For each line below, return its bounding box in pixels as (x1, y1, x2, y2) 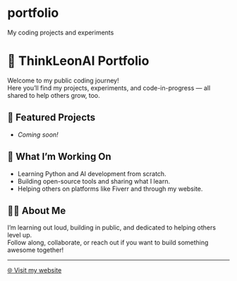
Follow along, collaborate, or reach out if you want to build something (7, 238, 209, 247)
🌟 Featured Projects (7, 111, 96, 124)
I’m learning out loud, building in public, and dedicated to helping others (7, 223, 217, 232)
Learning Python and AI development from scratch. (17, 169, 167, 177)
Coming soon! (17, 130, 59, 139)
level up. (7, 231, 32, 239)
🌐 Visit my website (7, 266, 62, 275)
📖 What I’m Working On (7, 151, 111, 163)
